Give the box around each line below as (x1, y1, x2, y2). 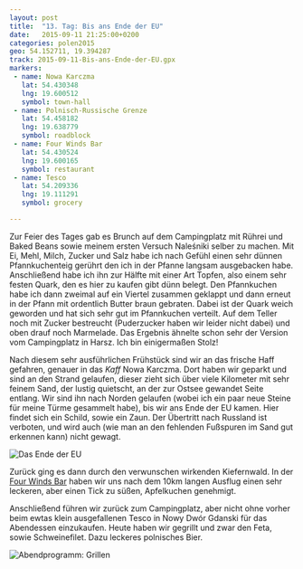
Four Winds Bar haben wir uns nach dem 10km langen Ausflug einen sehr (9, 476, 283, 487)
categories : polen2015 (9, 38, 95, 48)
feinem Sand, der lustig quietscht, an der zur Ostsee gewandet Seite (9, 383, 264, 394)
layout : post (9, 13, 59, 23)
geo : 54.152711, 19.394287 (9, 47, 111, 56)
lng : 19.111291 (21, 190, 79, 199)
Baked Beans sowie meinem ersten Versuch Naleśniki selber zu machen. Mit (9, 241, 295, 251)
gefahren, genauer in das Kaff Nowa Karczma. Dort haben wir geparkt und (9, 364, 288, 375)
